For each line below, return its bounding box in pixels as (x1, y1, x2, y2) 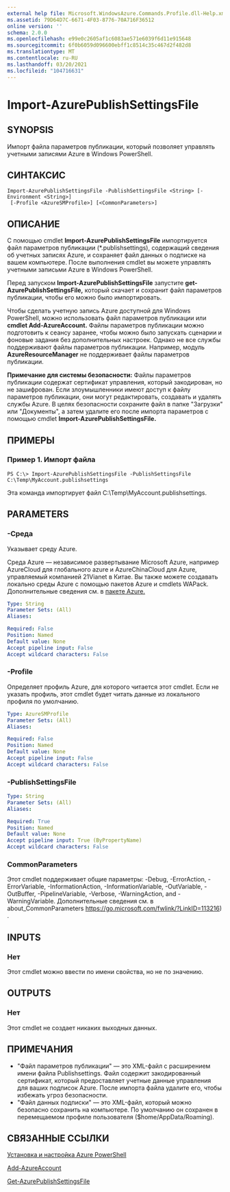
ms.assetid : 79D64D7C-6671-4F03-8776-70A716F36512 (7, 16, 155, 23)
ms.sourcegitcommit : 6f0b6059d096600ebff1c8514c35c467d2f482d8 (7, 42, 192, 49)
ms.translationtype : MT (7, 49, 75, 56)
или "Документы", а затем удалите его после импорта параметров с (7, 407, 209, 415)
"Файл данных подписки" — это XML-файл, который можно (16, 1098, 192, 1106)
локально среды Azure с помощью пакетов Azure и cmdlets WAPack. (7, 580, 209, 588)
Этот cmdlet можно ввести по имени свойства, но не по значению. (7, 968, 204, 976)
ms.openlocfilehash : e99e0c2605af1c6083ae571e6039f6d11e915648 (7, 36, 192, 42)
